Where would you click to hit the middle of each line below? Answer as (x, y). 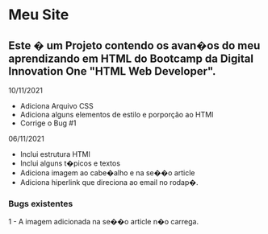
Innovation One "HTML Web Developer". (112, 71)
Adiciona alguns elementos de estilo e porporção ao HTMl (117, 115)
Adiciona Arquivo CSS (57, 106)
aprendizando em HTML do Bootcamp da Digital (131, 58)
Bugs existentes (41, 203)
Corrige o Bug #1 (48, 123)
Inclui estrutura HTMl (55, 154)
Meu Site (39, 15)
